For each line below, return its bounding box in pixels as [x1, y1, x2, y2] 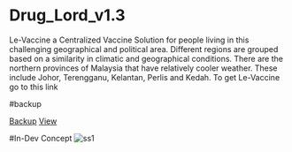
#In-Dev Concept [9, 133, 73, 143]
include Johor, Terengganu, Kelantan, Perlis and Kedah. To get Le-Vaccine [9, 72, 280, 82]
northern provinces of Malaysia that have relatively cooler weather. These [9, 63, 278, 73]
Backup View [9, 116, 58, 126]
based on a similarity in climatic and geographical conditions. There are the [9, 53, 283, 64]
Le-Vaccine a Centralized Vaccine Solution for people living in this [9, 34, 250, 45]
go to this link [9, 81, 59, 92]
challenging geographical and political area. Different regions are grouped [9, 43, 279, 54]
